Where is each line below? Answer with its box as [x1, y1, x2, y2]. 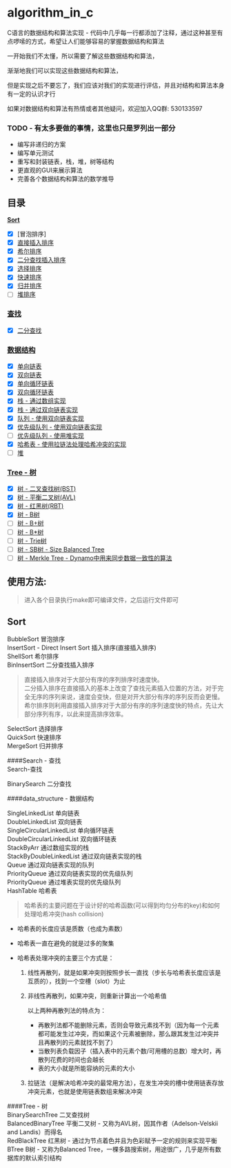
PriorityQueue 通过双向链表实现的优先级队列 [7, 869, 133, 878]
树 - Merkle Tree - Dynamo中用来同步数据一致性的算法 [17, 554, 172, 562]
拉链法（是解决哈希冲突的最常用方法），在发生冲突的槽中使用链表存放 [27, 1079, 224, 1087]
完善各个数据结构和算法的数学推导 [17, 174, 114, 183]
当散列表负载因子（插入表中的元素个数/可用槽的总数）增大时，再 [37, 1047, 222, 1056]
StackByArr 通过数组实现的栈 [7, 843, 90, 852]
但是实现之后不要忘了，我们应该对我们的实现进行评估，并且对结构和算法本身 [7, 81, 225, 89]
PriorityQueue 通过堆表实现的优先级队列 [7, 878, 121, 887]
